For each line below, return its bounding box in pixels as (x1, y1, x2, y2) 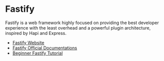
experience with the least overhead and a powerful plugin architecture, (5, 25, 151, 30)
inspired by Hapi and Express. (5, 30, 67, 36)
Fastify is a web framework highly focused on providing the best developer (5, 20, 159, 26)
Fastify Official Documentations (12, 45, 77, 51)
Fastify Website (12, 39, 45, 45)
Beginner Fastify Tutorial (12, 50, 63, 56)
